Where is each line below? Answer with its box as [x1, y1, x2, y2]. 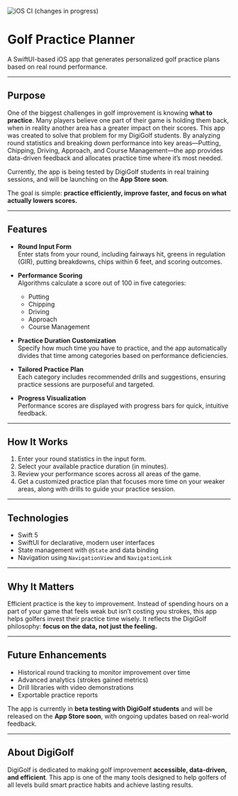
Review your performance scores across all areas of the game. [17, 470, 201, 478]
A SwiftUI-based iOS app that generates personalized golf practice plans [7, 55, 220, 63]
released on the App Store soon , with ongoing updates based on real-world [7, 712, 229, 720]
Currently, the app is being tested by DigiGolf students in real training [7, 167, 210, 176]
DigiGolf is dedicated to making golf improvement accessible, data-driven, [7, 766, 227, 774]
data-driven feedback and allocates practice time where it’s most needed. [7, 153, 223, 162]
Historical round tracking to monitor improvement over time [17, 668, 191, 676]
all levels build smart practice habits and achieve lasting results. [7, 780, 193, 789]
